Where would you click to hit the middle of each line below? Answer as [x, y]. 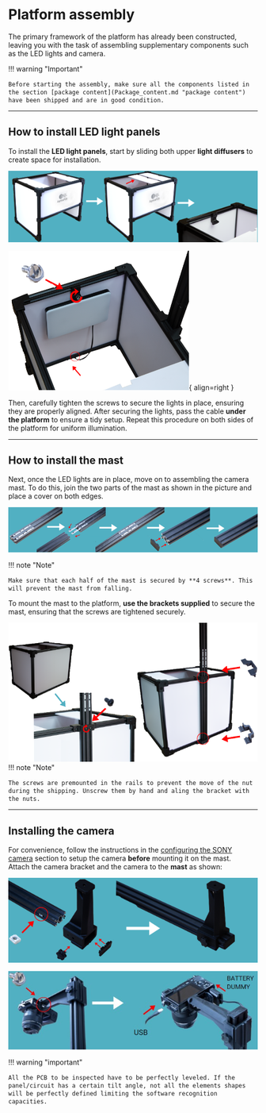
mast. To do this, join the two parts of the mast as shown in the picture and [130, 488]
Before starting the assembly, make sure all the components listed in [129, 84]
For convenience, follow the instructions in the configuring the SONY [120, 850]
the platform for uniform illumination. [68, 428]
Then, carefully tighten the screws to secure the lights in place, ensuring [126, 402]
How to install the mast [66, 461]
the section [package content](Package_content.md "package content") [127, 92]
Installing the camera [61, 831]
